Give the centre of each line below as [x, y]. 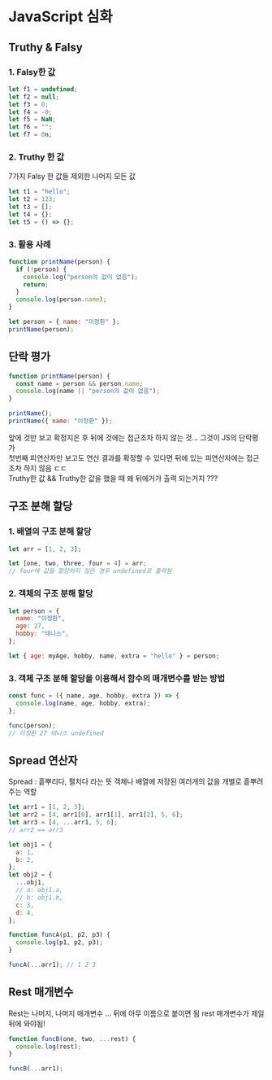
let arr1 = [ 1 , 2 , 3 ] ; [47, 807]
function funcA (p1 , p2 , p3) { [60, 935]
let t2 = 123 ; [32, 199]
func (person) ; [32, 725]
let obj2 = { [30, 875]
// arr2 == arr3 [36, 830]
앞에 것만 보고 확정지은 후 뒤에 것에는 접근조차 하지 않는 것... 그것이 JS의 [123, 437]
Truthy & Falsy [45, 47]
